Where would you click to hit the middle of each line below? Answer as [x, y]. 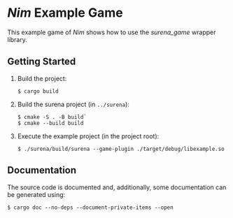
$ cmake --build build [50, 123]
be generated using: [36, 194]
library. [17, 39]
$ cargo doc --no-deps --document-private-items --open [90, 208]
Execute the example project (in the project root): [88, 136]
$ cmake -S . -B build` [52, 117]
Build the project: [42, 78]
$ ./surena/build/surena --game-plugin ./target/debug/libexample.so [121, 149]
